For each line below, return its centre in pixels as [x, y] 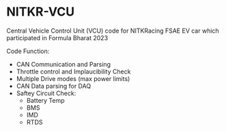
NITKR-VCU [41, 12]
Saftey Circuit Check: [46, 93]
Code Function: [28, 51]
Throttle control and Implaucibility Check [73, 71]
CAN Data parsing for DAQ [54, 86]
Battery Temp [46, 100]
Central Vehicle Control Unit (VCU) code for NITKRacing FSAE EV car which [113, 31]
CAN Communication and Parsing [63, 64]
